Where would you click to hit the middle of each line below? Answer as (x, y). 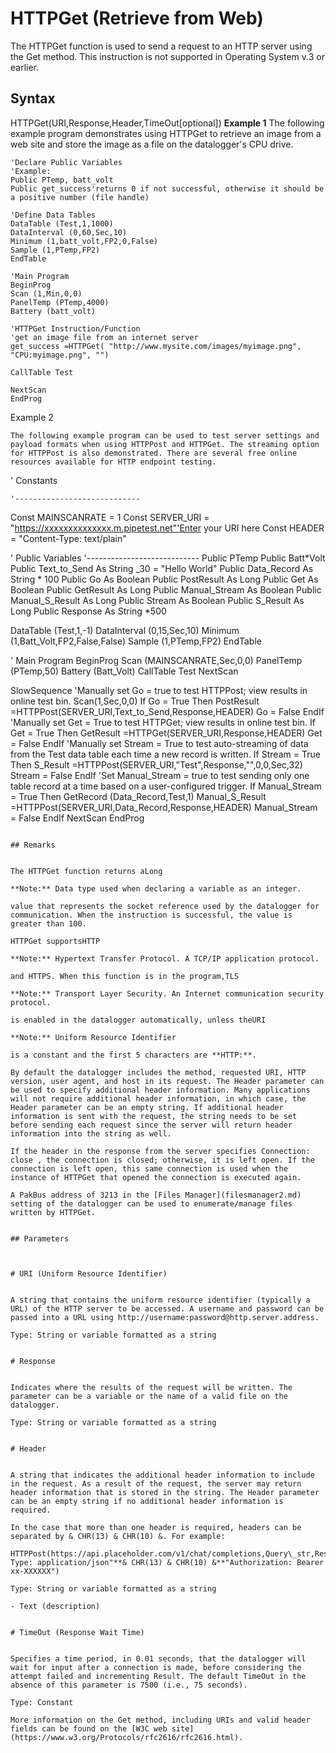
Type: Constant (42, 1702)
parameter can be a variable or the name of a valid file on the (149, 1396)
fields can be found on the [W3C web (89, 1728)
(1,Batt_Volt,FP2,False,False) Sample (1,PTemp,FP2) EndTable (136, 641)
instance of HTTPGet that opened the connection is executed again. (156, 1177)
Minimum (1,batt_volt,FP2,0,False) (84, 241)
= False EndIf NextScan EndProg (77, 818)
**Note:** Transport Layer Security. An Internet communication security (167, 993)
